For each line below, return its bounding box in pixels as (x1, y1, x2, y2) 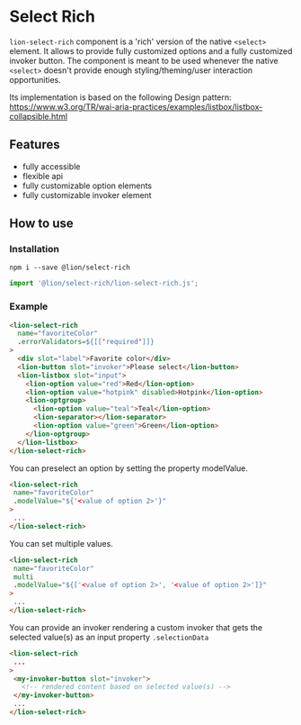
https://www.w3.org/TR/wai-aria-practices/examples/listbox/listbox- (9, 101, 263, 112)
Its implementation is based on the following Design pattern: (9, 92, 232, 103)
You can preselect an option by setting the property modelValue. (9, 462, 249, 474)
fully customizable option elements (22, 180, 153, 191)
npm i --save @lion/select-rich (9, 263, 130, 272)
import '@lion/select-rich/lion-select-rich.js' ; (9, 279, 199, 288)
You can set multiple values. (9, 538, 114, 548)
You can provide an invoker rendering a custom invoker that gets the (9, 621, 263, 632)
